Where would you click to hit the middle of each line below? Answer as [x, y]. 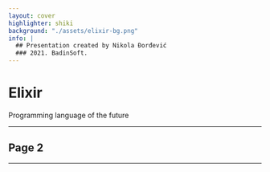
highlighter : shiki [41, 23]
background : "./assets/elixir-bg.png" [73, 31]
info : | [21, 38]
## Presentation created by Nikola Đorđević [91, 46]
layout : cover [32, 16]
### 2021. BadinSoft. [52, 53]
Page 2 [26, 148]
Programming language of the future [69, 115]
